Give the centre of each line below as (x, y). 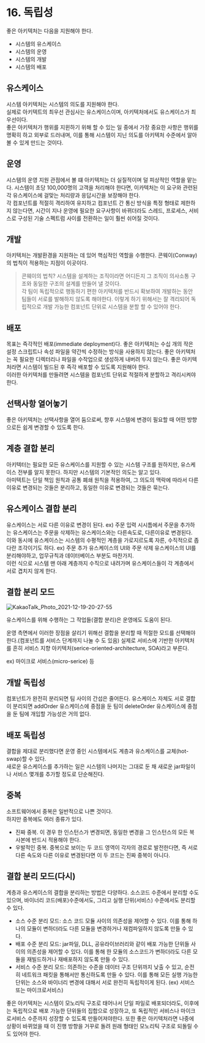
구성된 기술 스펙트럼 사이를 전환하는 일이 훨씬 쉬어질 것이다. (89, 218)
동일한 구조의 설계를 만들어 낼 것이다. (77, 284)
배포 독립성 (26, 735)
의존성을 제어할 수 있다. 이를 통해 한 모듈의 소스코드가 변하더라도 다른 (109, 951)
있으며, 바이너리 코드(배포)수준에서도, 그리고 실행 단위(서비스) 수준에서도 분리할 (101, 900)
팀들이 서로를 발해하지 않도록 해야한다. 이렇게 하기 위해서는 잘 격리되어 (105, 299)
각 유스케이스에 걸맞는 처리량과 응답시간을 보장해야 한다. (73, 195)
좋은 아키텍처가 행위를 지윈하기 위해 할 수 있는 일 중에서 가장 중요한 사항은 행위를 (102, 127)
